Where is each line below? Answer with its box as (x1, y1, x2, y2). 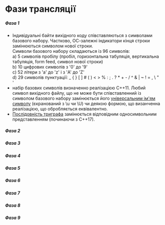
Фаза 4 (5, 152, 21, 158)
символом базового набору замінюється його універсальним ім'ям (12, 95, 156, 102)
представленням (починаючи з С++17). (12, 116, 95, 122)
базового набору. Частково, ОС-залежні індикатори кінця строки (12, 38, 150, 44)
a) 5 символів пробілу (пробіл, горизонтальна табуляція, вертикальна (12, 53, 159, 60)
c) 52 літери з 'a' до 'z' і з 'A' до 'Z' (12, 69, 85, 75)
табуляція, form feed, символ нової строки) (12, 59, 103, 65)
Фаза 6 (5, 178, 21, 184)
